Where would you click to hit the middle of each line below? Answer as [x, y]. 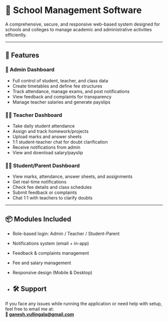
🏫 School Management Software [73, 10]
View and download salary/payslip [48, 152]
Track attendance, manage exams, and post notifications [71, 91]
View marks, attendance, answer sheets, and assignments [72, 177]
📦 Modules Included [38, 219]
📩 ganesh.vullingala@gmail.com [39, 314]
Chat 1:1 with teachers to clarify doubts [52, 198]
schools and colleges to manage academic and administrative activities [78, 29]
